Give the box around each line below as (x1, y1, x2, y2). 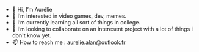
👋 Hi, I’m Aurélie (12, 6, 53, 13)
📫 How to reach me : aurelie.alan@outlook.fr (12, 39, 126, 46)
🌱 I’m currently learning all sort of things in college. (12, 19, 140, 26)
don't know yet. (12, 32, 52, 39)
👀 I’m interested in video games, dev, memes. (12, 12, 127, 20)
